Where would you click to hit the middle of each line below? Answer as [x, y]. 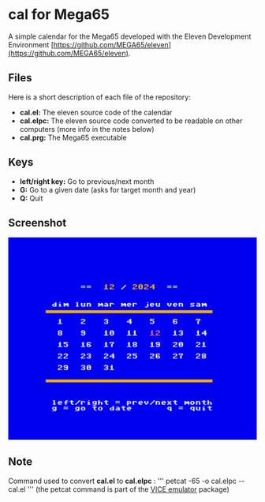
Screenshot [37, 223]
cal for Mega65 [59, 15]
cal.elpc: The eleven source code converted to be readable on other [131, 121]
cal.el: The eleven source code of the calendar [96, 112]
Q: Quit [31, 198]
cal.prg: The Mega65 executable [73, 137]
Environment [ [31, 44]
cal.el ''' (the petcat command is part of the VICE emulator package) [119, 489]
